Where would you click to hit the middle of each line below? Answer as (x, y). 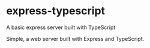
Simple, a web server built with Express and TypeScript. (75, 39)
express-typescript (56, 11)
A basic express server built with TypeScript (61, 27)
